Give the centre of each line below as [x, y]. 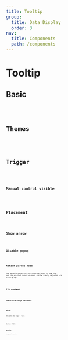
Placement [17, 212]
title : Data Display [36, 22]
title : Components [34, 39]
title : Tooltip [24, 11]
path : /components [34, 44]
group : [14, 17]
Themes [18, 128]
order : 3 [22, 28]
